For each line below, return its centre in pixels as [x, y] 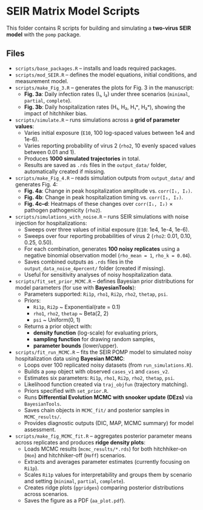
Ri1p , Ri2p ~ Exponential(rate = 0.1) [77, 307]
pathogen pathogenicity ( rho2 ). [63, 210]
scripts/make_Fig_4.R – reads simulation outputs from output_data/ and [105, 178]
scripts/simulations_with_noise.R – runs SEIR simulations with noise [102, 216]
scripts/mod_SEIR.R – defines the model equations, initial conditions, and [106, 75]
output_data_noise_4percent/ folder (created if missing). [95, 268]
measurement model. [42, 81]
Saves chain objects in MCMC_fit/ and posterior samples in [97, 410]
